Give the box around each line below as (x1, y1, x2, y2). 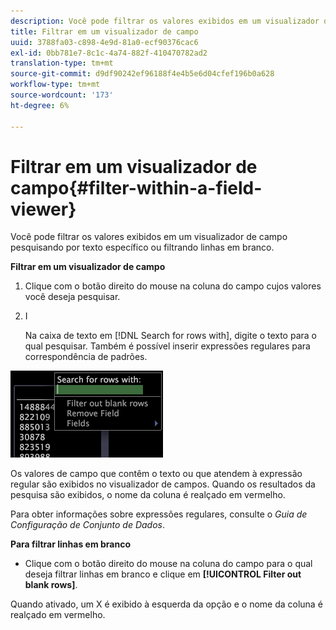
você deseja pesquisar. (24, 291, 121, 303)
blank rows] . (24, 579, 78, 591)
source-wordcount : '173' (10, 90, 114, 100)
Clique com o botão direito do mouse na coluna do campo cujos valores (24, 280, 322, 292)
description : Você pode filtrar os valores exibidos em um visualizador (10, 16, 320, 26)
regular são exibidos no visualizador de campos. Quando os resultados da (10, 478, 316, 490)
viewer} (10, 198, 77, 220)
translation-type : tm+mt (10, 58, 114, 69)
